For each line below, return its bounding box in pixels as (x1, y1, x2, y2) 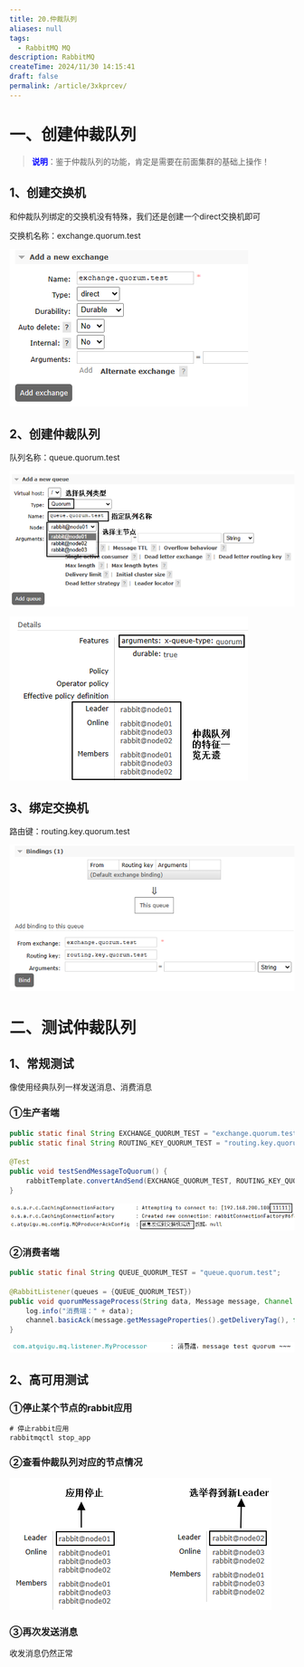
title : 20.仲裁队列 (9, 14, 78, 24)
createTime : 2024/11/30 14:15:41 (9, 62, 136, 71)
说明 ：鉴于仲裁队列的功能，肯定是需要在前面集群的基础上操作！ (31, 156, 270, 167)
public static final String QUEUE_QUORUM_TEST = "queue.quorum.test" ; (9, 1268, 281, 1277)
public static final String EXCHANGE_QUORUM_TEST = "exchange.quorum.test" (9, 1129, 301, 1138)
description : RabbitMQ (9, 52, 95, 62)
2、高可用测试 (9, 1372, 89, 1388)
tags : (9, 33, 30, 43)
